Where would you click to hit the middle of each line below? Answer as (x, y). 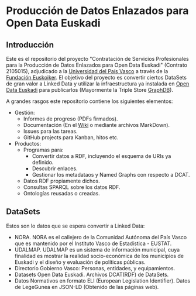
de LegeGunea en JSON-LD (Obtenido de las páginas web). (87, 287)
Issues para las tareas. (50, 131)
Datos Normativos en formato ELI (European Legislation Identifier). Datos (102, 280)
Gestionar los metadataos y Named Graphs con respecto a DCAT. (111, 175)
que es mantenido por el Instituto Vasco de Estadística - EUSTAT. (93, 243)
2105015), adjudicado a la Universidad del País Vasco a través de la (87, 71)
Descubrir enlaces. (55, 168)
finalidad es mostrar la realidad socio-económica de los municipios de (99, 256)
